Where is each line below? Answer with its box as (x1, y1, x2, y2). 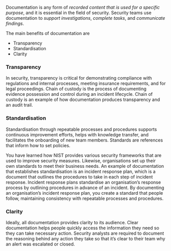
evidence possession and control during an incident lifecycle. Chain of (6, 91, 153, 97)
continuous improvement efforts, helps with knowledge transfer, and (6, 131, 149, 137)
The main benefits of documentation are (6, 30, 90, 36)
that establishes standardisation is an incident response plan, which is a (6, 168, 156, 174)
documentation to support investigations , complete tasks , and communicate (6, 15, 165, 21)
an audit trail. (6, 102, 33, 108)
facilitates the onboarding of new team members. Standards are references (6, 137, 163, 143)
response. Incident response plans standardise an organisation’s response (6, 179, 161, 185)
